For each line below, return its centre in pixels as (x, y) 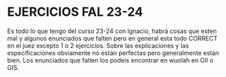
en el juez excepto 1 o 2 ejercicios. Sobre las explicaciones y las (98, 45)
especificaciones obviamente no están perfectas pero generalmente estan (113, 53)
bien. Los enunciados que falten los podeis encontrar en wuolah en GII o (110, 60)
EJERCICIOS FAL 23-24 (75, 12)
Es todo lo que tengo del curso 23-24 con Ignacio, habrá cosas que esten (112, 31)
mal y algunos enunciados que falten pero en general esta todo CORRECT (112, 38)
